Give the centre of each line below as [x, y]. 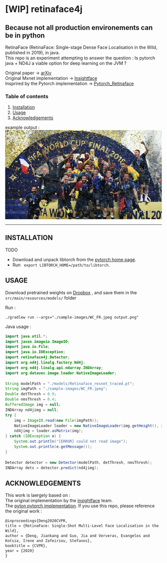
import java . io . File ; [28, 347]
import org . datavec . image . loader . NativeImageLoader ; [61, 373]
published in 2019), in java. [33, 53]
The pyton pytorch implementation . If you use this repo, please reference [80, 506]
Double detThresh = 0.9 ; [31, 394]
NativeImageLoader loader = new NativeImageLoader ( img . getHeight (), [86, 426]
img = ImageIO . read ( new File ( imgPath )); [56, 420]
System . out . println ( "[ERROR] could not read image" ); [71, 442]
